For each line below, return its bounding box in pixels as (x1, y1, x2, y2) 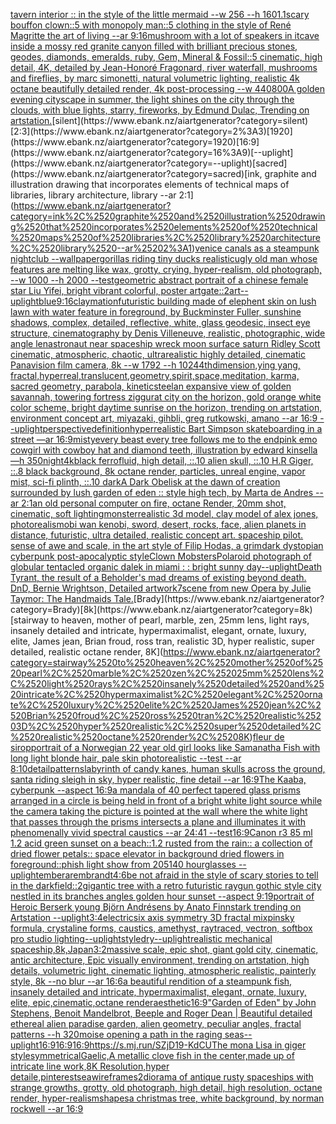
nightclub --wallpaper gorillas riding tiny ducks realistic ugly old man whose (10, 253, 318, 264)
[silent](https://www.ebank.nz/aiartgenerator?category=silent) (51, 115, 309, 126)
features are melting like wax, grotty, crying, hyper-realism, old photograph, (10, 264, 322, 275)
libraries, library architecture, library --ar (10, 189, 177, 201)
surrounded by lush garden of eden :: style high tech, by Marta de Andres (10, 487, 314, 498)
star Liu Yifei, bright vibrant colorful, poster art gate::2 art (10, 285, 241, 296)
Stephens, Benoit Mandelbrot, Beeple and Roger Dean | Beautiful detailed (10, 1007, 313, 1019)
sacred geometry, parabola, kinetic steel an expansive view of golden (10, 380, 292, 392)
